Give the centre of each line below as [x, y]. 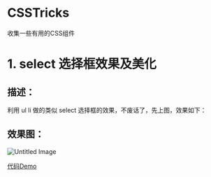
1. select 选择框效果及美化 [82, 64]
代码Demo [22, 166]
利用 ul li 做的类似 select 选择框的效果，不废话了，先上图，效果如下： [107, 110]
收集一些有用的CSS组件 [41, 33]
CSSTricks [38, 13]
